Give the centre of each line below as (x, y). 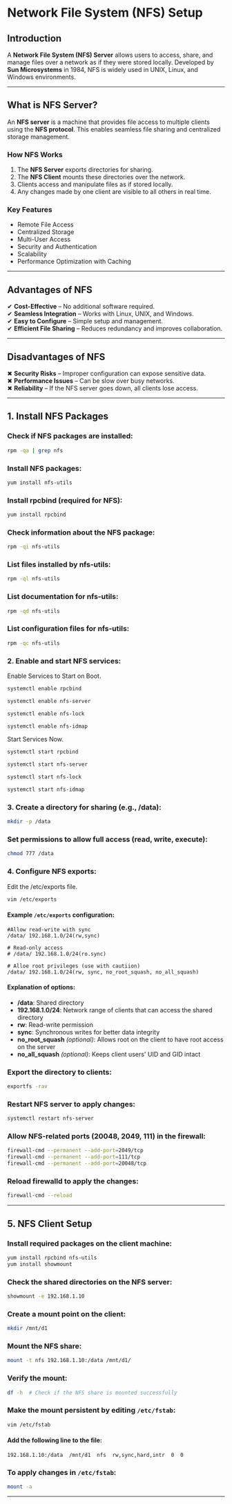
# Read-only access (35, 948)
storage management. (39, 136)
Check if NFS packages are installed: (70, 436)
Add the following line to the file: (55, 1440)
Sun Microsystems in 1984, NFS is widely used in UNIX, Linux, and (103, 70)
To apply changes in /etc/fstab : (62, 1472)
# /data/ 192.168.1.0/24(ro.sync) (57, 954)
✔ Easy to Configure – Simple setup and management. (85, 321)
